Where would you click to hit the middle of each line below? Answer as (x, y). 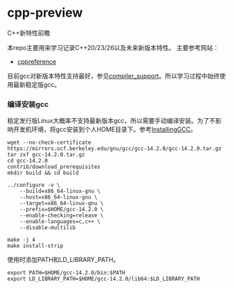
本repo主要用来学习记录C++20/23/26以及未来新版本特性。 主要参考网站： (113, 47)
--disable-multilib (48, 228)
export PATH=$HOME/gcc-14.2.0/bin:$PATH (67, 273)
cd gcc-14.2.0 (28, 161)
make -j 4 (21, 240)
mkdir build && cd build (43, 173)
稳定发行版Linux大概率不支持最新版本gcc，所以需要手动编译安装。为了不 (112, 121)
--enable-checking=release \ (62, 216)
